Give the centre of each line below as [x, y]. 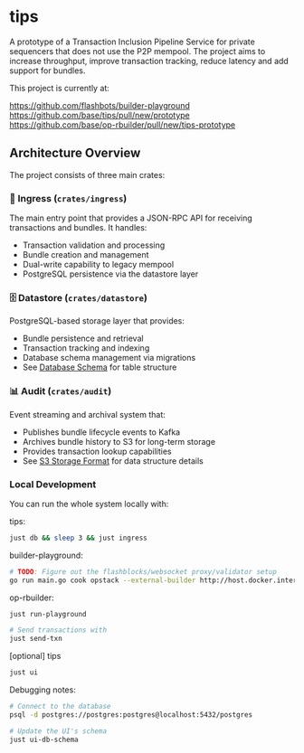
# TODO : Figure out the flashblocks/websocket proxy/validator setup [143, 571]
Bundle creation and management [85, 255]
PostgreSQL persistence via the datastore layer [110, 274]
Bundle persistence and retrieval [83, 339]
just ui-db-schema [44, 739]
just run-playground [48, 614]
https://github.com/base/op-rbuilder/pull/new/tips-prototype [123, 125]
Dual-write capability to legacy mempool [98, 265]
